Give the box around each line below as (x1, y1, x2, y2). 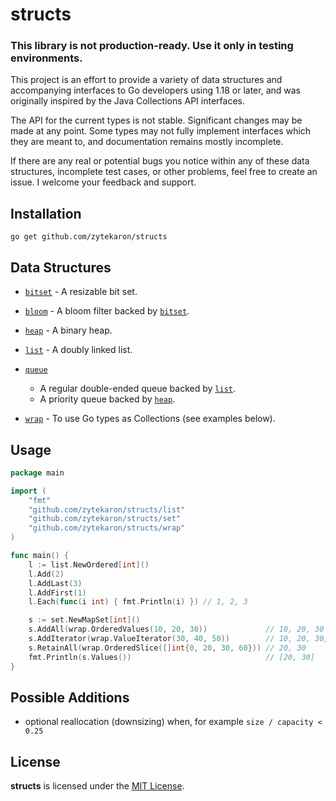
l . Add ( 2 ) (28, 569, 65, 579)
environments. (10, 51, 83, 65)
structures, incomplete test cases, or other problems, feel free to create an (10, 166, 318, 178)
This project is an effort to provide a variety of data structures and (10, 74, 283, 86)
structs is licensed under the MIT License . (10, 780, 185, 792)
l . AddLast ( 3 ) (28, 578, 83, 588)
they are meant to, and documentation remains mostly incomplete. (10, 136, 284, 148)
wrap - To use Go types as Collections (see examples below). (24, 413, 276, 425)
